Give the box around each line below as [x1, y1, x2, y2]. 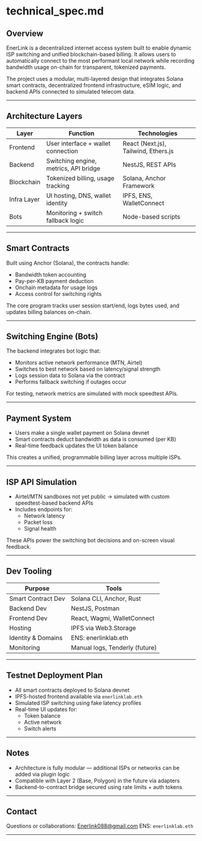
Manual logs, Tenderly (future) [71, 643, 158, 651]
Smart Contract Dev [9, 594, 66, 603]
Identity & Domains [9, 633, 63, 642]
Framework [122, 181, 155, 190]
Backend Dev [9, 604, 47, 612]
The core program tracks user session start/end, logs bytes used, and [6, 302, 180, 309]
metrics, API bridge [46, 164, 100, 173]
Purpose [25, 584, 50, 592]
